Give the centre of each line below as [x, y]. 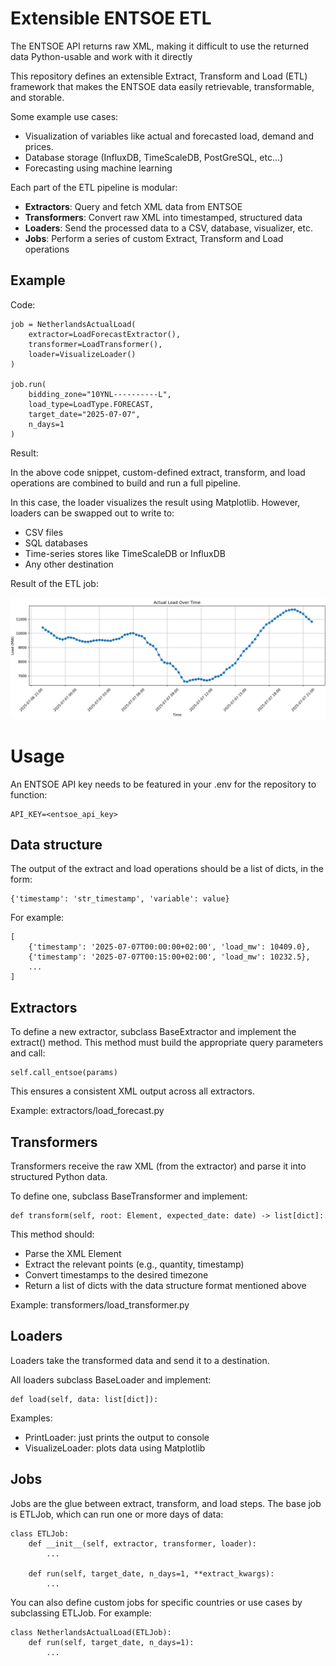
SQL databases [56, 543]
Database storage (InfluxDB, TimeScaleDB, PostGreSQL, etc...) [154, 157]
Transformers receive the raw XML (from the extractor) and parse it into [158, 1166]
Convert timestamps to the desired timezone [116, 1275]
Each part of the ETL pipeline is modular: [94, 187]
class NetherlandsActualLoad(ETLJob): [91, 1632]
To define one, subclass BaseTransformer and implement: [129, 1196]
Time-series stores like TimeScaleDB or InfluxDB [125, 553]
